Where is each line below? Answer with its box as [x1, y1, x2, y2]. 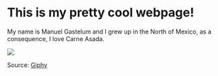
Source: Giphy [7, 60, 48, 69]
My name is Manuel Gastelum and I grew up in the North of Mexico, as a [7, 27, 212, 36]
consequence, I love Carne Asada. [7, 34, 105, 42]
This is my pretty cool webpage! [7, 5, 195, 21]
